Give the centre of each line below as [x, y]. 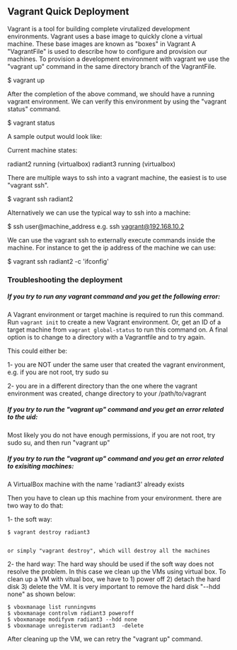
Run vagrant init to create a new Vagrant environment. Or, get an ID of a [114, 322]
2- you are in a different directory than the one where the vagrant [103, 386]
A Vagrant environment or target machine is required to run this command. [116, 314]
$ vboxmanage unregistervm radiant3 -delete [75, 626]
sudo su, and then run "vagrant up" [59, 442]
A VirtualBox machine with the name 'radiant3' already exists [96, 484]
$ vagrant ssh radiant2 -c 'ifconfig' [58, 261]
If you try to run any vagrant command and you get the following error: [114, 296]
